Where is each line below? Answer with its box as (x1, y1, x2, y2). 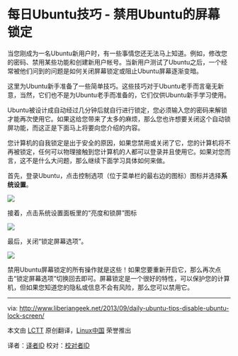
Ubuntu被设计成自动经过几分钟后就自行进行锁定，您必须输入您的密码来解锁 (7, 106, 228, 114)
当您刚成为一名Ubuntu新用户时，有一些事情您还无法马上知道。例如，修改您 (7, 49, 228, 57)
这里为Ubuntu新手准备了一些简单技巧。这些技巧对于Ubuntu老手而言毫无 (7, 82, 218, 90)
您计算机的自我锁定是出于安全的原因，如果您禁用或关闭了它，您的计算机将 (7, 138, 225, 147)
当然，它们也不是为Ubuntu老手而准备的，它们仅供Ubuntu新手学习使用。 (19, 90, 230, 99)
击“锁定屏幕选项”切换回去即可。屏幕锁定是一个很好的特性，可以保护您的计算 (7, 274, 230, 282)
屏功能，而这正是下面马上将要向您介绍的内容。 (7, 123, 144, 132)
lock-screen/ (7, 311, 45, 320)
